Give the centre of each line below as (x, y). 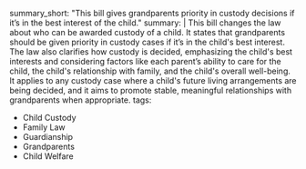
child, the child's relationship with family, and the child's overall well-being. (150, 71)
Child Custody (49, 118)
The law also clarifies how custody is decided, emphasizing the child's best (151, 52)
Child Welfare (48, 156)
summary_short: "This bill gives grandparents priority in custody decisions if (152, 13)
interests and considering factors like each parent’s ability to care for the (146, 61)
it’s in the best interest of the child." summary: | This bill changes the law (145, 23)
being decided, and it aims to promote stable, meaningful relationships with (151, 90)
